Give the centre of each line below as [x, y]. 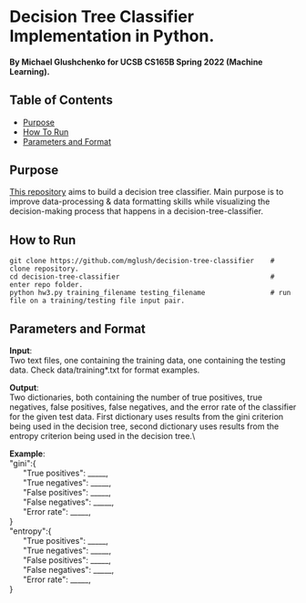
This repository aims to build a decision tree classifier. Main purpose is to [147, 192]
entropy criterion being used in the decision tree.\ [102, 436]
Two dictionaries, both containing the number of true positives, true [136, 397]
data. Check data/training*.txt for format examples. [105, 370]
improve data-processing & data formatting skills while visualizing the [140, 201]
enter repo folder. [46, 285]
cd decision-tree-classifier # [142, 277]
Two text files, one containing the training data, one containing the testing [148, 361]
